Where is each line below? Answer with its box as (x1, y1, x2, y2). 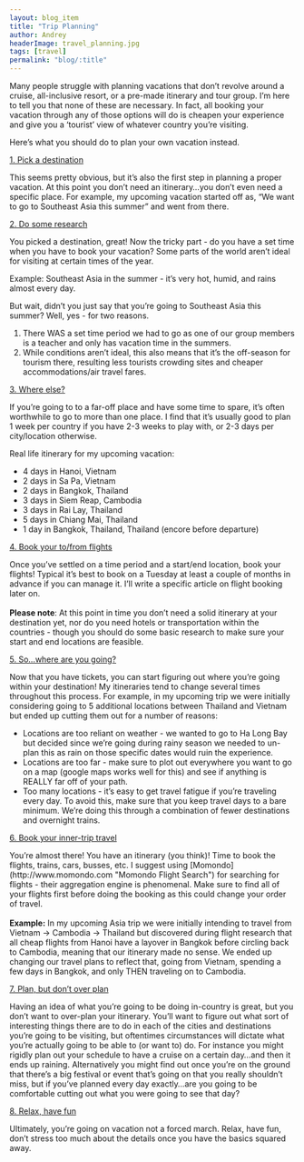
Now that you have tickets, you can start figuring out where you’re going (9, 672, 280, 682)
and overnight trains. (22, 815, 101, 826)
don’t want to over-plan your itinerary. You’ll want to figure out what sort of (9, 1011, 289, 1021)
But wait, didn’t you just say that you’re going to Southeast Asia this (9, 301, 261, 311)
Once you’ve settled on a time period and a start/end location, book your (9, 559, 281, 569)
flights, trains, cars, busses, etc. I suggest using (9, 860, 189, 870)
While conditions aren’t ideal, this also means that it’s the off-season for (22, 347, 291, 357)
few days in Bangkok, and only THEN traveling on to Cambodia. (9, 966, 247, 977)
